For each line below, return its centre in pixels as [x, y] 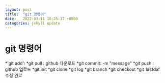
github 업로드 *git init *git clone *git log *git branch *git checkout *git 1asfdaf [82, 69]
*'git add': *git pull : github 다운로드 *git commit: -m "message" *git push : [80, 63]
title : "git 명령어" [26, 14]
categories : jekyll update [33, 23]
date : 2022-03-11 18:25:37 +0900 [41, 19]
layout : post [18, 10]
